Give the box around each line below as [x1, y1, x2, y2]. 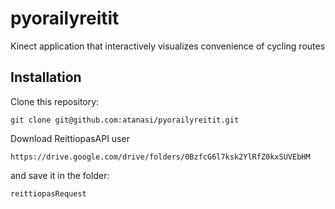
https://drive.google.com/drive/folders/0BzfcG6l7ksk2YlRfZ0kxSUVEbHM [10, 152, 311, 162]
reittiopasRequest [10, 188, 87, 199]
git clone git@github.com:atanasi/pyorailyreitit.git [10, 115, 240, 125]
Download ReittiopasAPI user [10, 132, 130, 144]
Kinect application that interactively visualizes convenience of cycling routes [10, 40, 326, 52]
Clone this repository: [10, 95, 100, 107]
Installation [10, 69, 82, 86]
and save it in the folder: [10, 169, 110, 181]
